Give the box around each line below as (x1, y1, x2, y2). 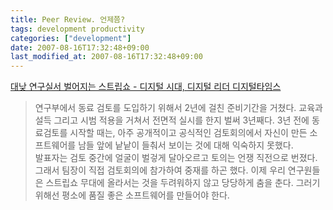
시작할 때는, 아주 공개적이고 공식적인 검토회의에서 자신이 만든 (69, 127, 308, 139)
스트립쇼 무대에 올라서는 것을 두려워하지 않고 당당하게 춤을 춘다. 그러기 (45, 177, 321, 189)
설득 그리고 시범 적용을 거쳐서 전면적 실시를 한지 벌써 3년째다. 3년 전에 (34, 114, 310, 126)
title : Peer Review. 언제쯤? (10, 14, 126, 25)
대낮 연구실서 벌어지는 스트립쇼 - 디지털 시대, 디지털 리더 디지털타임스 (10, 81, 282, 93)
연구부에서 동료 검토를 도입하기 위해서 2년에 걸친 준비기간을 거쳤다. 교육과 (34, 102, 323, 114)
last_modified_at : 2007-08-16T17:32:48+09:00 (10, 52, 203, 62)
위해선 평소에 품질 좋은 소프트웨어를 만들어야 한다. (34, 189, 230, 201)
